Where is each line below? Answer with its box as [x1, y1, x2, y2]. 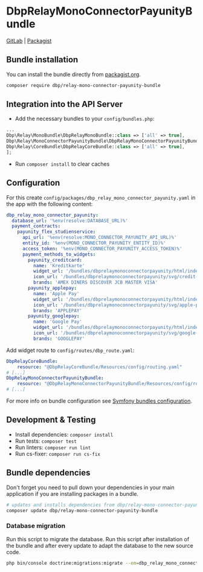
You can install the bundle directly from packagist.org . [6, 71, 141, 78]
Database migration [6, 522, 65, 530]
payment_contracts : [11, 223, 61, 229]
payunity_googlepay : [28, 313, 80, 319]
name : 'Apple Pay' [33, 290, 80, 297]
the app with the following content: [6, 200, 93, 207]
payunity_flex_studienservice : [17, 229, 96, 235]
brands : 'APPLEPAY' [33, 307, 83, 314]
